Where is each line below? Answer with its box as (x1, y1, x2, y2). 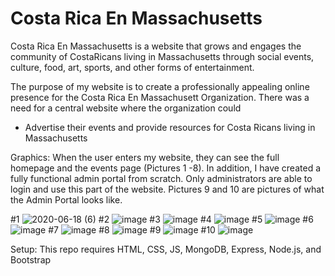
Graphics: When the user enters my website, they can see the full (10, 151, 280, 163)
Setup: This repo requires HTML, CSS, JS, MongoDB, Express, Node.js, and (10, 243, 322, 255)
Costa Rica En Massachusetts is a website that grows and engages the (10, 40, 302, 52)
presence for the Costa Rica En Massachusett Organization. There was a (10, 91, 310, 103)
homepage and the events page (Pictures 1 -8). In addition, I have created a (10, 162, 322, 174)
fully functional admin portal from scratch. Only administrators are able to (10, 172, 313, 184)
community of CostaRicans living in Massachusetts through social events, (10, 50, 315, 62)
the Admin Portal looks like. (10, 193, 123, 206)
